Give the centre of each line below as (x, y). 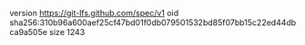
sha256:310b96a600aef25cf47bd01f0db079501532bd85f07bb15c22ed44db (153, 22)
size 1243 (67, 32)
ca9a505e (29, 32)
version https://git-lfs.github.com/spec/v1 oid (94, 13)
